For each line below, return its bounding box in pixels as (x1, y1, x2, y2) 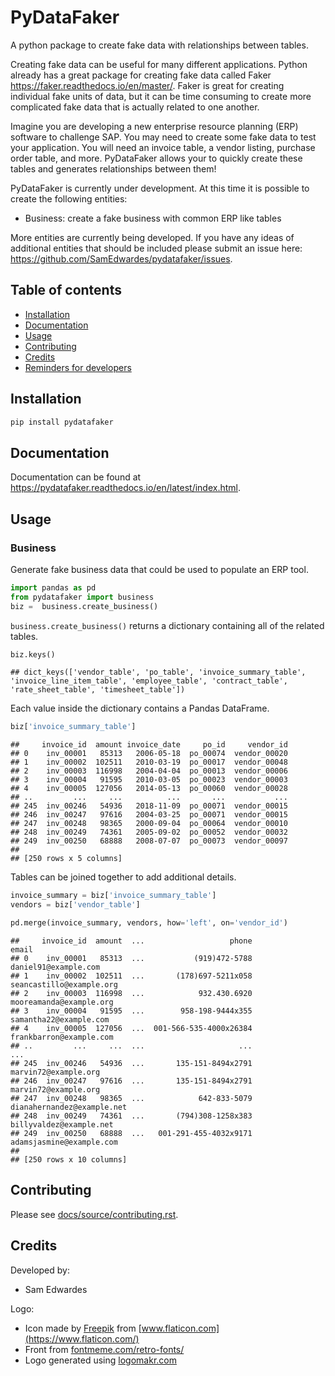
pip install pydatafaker (10, 417, 114, 427)
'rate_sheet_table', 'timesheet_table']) (10, 685, 186, 695)
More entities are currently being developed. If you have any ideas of (10, 231, 295, 243)
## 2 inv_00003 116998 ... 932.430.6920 (10, 988, 253, 998)
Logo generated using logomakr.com (24, 1354, 177, 1366)
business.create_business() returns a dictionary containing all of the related (10, 619, 325, 631)
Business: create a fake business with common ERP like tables (24, 212, 282, 224)
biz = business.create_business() (10, 601, 159, 611)
